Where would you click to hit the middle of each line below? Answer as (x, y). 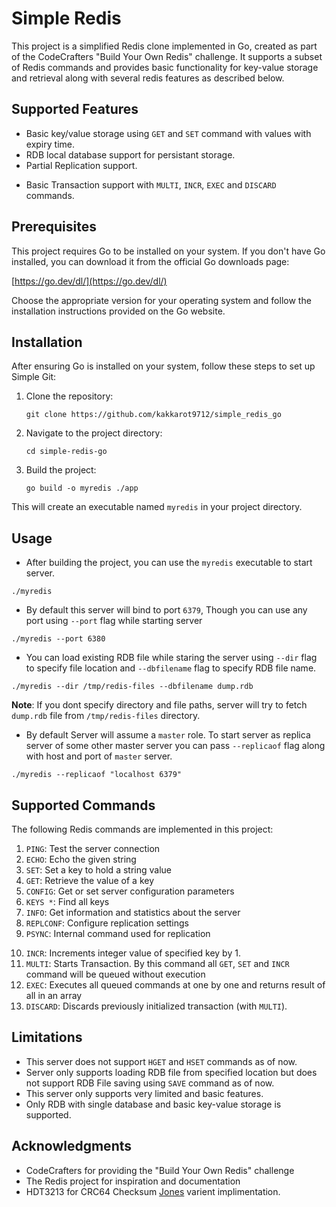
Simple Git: (34, 377)
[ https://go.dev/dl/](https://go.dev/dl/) (89, 281)
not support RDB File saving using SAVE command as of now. (150, 1083)
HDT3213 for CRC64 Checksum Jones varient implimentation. (153, 1191)
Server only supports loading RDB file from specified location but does (171, 1072)
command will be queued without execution (115, 974)
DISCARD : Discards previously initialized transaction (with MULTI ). (156, 1006)
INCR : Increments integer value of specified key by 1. (133, 953)
